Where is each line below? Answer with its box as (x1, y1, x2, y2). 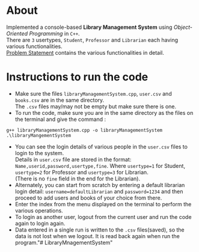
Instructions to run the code (6, 70, 148, 84)
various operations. (14, 207, 63, 214)
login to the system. (14, 149, 64, 156)
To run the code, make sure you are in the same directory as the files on (14, 109, 194, 116)
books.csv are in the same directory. (14, 96, 105, 103)
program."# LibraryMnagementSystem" (14, 239, 113, 246)
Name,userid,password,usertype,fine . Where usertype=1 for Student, (14, 162, 185, 169)
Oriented (6, 29, 28, 37)
